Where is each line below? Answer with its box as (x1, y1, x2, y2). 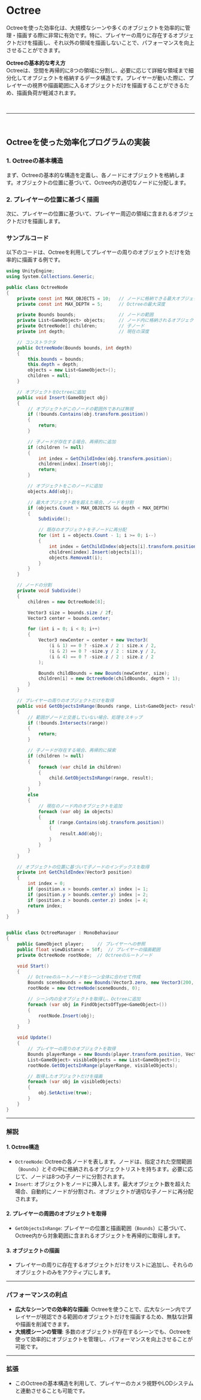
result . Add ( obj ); (59, 831, 103, 837)
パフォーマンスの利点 (6, 1291, 68, 1299)
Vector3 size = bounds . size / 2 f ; (28, 610, 114, 616)
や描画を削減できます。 (14, 1320, 73, 1328)
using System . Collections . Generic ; (6, 273, 95, 280)
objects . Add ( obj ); (28, 488, 74, 494)
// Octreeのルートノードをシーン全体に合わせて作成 (28, 974, 141, 980)
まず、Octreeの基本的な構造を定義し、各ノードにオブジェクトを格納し (6, 171, 180, 178)
